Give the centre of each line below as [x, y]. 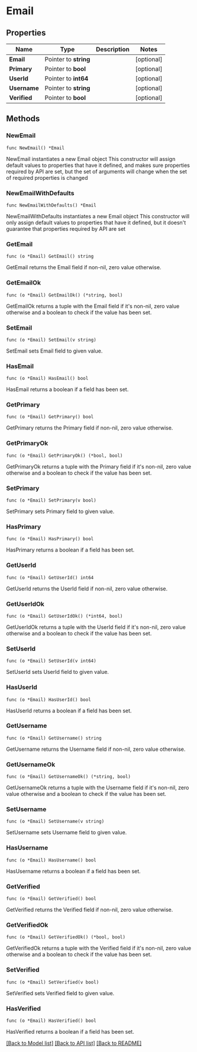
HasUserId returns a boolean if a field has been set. [69, 711]
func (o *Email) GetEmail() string [50, 256]
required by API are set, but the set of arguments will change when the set [97, 171]
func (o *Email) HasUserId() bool [49, 699]
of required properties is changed [47, 178]
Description [113, 49]
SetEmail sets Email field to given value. [54, 351]
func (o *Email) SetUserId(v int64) [51, 661]
